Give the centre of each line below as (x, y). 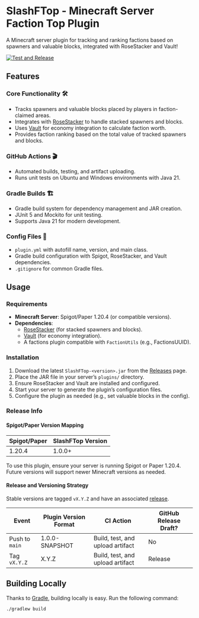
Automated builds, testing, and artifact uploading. (75, 171)
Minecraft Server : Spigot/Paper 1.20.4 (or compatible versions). (93, 317)
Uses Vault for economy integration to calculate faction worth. (90, 128)
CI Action (118, 521)
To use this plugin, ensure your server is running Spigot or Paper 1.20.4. (94, 465)
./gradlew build (26, 609)
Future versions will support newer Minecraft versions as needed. (86, 472)
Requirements (27, 304)
